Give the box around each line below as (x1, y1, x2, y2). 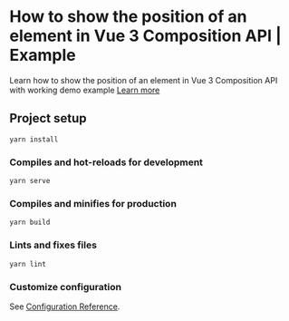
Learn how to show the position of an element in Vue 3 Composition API (9, 74, 278, 85)
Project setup (9, 111, 88, 126)
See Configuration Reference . (9, 301, 120, 312)
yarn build (9, 218, 51, 228)
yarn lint (9, 259, 47, 268)
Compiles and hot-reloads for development (9, 156, 204, 169)
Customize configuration (9, 280, 122, 293)
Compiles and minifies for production (9, 197, 177, 209)
